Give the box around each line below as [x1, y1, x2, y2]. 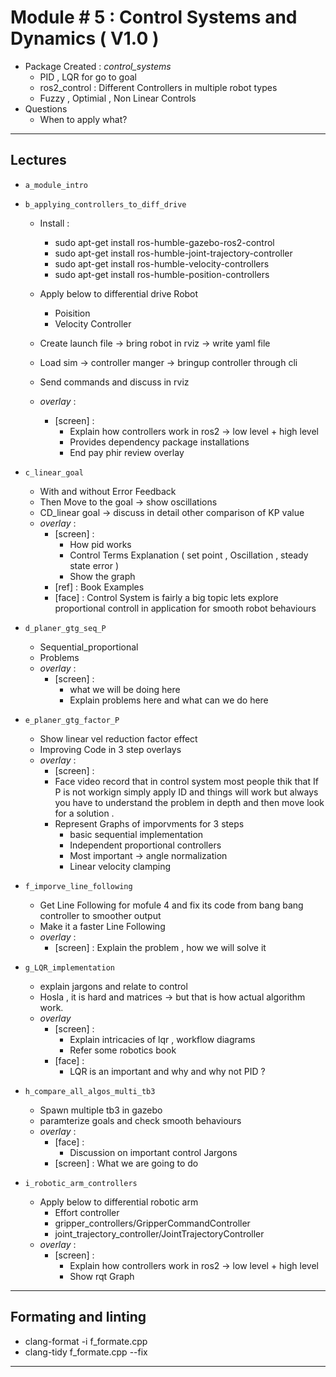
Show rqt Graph [69, 1270, 135, 1282]
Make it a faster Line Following [39, 920, 166, 932]
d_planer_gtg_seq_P [24, 623, 107, 633]
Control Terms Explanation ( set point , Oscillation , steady [69, 549, 309, 561]
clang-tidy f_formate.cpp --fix [24, 1346, 148, 1358]
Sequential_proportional [39, 641, 139, 653]
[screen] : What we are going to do [54, 1157, 199, 1169]
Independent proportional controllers [69, 839, 222, 851]
